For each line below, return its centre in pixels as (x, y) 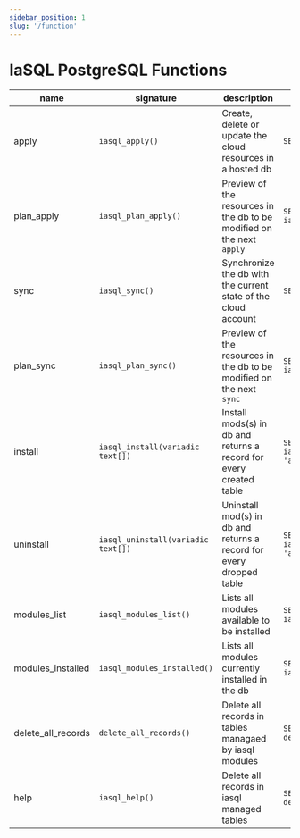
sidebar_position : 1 (48, 17)
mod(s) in (242, 516)
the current (245, 285)
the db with (246, 274)
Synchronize (248, 263)
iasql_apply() (129, 141)
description (248, 98)
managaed (244, 739)
